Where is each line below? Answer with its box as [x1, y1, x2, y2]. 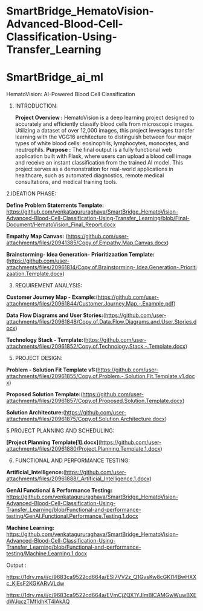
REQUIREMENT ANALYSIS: [14, 282, 83, 289]
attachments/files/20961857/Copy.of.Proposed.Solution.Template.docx [6, 397, 183, 405]
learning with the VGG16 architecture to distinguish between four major [14, 133, 192, 140]
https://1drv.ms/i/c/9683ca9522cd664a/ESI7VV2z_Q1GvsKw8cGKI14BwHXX [6, 573, 197, 581]
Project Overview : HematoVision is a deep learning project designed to [14, 114, 195, 122]
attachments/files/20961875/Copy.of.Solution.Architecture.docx [6, 416, 165, 423]
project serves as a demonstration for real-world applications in [14, 165, 174, 173]
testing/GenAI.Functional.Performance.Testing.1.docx [6, 512, 138, 520]
